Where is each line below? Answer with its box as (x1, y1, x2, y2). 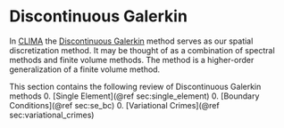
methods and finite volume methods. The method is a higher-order (9, 54, 255, 65)
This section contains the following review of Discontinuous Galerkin (9, 81, 262, 92)
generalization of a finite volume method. (9, 64, 161, 75)
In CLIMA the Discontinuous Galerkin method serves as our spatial (9, 36, 254, 46)
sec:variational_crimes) (9, 109, 95, 120)
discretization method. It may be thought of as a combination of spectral (9, 44, 275, 55)
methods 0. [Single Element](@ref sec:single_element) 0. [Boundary (9, 91, 260, 101)
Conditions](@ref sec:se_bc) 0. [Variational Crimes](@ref (9, 100, 221, 110)
